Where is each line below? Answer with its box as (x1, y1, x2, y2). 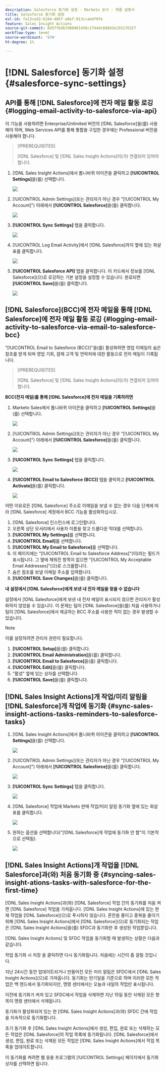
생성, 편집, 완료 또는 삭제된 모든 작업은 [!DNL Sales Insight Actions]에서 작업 (5, 1038, 155, 1044)
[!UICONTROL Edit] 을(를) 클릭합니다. (12, 664, 86, 670)
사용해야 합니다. (5, 133, 36, 139)
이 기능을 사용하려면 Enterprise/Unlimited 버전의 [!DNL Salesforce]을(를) (5, 120, 149, 127)
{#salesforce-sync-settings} (5, 77, 127, 89)
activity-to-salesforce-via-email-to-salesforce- (5, 323, 156, 332)
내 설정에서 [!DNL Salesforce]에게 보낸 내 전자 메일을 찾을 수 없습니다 (5, 585, 140, 591)
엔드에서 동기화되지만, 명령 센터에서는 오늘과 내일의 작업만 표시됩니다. (19, 981, 155, 987)
